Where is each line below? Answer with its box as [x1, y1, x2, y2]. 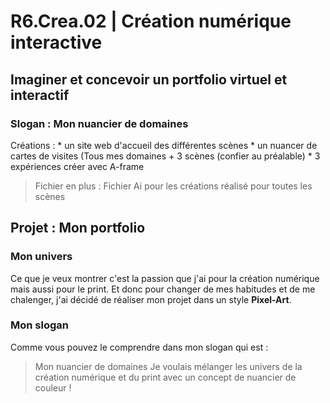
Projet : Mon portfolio [10, 220, 146, 237]
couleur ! [34, 381, 72, 394]
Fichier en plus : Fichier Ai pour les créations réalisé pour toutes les [34, 180, 313, 192]
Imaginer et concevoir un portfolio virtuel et [10, 71, 288, 88]
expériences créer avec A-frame [10, 160, 145, 172]
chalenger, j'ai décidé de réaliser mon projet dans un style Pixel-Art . [10, 293, 292, 305]
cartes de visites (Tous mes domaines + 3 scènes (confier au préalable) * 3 [10, 150, 321, 162]
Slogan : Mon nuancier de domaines [10, 116, 189, 130]
